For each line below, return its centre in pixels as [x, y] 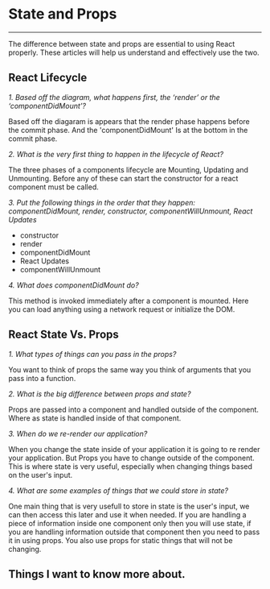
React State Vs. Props [63, 335]
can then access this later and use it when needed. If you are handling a [127, 514]
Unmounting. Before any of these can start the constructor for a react [123, 178]
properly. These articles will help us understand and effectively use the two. [134, 52]
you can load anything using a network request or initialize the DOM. [122, 309]
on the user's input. [41, 475]
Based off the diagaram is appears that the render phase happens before [129, 121]
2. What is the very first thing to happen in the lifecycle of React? [116, 154]
